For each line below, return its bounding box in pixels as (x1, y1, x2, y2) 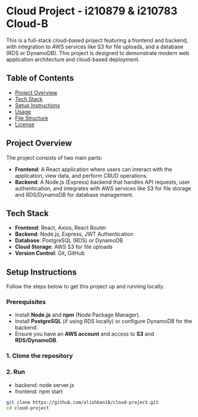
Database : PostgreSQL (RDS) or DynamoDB (14, 237, 123, 244)
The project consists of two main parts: (6, 154, 103, 161)
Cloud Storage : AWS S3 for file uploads (14, 243, 113, 251)
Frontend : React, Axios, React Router (14, 224, 107, 232)
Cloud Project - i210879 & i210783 (6, 4, 178, 18)
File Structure (14, 114, 49, 121)
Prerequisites (6, 298, 46, 306)
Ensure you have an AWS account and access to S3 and (14, 330, 154, 337)
